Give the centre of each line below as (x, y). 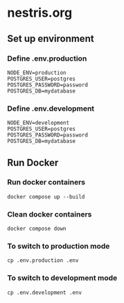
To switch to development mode (62, 278)
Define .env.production (47, 59)
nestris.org (40, 13)
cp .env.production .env (43, 261)
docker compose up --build (46, 196)
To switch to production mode (59, 247)
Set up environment (51, 39)
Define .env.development (51, 108)
